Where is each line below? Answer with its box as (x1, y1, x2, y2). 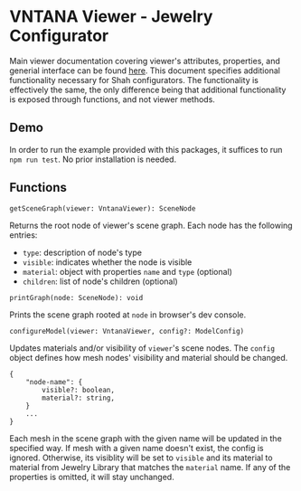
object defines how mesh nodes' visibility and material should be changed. (9, 352, 288, 363)
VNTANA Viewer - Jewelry (9, 6, 213, 27)
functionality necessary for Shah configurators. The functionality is (9, 74, 259, 85)
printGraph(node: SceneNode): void (9, 293, 144, 302)
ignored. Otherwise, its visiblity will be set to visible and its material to (9, 452, 273, 463)
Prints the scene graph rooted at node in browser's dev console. (9, 309, 247, 320)
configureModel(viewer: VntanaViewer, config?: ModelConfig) (9, 326, 245, 335)
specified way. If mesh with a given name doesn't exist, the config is (9, 442, 264, 453)
